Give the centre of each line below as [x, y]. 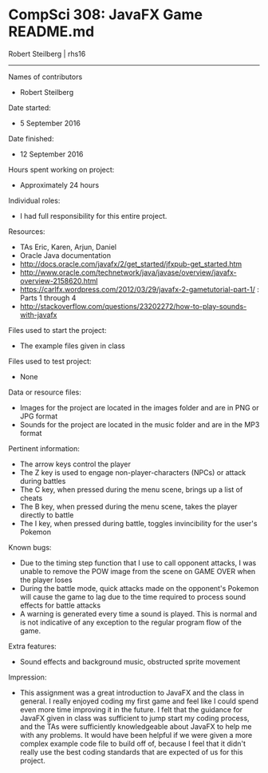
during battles [43, 481]
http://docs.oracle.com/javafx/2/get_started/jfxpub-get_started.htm [131, 264]
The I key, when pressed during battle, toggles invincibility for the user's [138, 523]
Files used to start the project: [57, 330]
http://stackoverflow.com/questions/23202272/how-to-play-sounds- [133, 306]
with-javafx [38, 315]
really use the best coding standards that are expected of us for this [131, 751]
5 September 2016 [50, 123]
